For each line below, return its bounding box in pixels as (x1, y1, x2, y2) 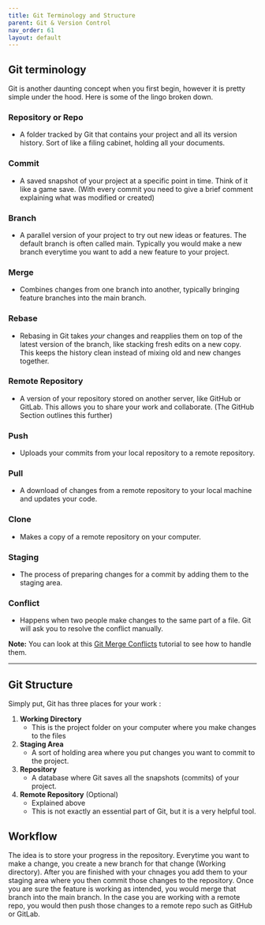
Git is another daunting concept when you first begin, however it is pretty (8, 84, 246, 93)
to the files (31, 731, 66, 741)
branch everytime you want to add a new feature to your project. (19, 246, 230, 257)
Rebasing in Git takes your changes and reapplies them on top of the (19, 331, 243, 340)
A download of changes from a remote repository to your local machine (19, 486, 252, 495)
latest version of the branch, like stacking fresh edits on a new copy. (19, 339, 242, 348)
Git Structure (8, 678, 73, 691)
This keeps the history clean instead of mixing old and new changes (19, 348, 241, 357)
